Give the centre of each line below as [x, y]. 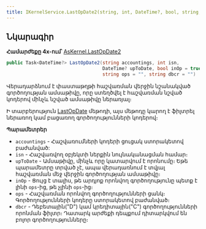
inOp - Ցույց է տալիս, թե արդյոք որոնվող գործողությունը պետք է [106, 180]
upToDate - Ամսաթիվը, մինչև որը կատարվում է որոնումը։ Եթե [101, 161]
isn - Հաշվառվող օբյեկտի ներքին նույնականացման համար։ [101, 155]
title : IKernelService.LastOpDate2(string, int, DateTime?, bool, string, [104, 12]
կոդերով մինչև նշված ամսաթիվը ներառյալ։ [69, 99]
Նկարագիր [30, 37]
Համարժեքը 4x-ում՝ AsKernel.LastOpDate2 [64, 52]
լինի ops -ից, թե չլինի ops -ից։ [54, 187]
